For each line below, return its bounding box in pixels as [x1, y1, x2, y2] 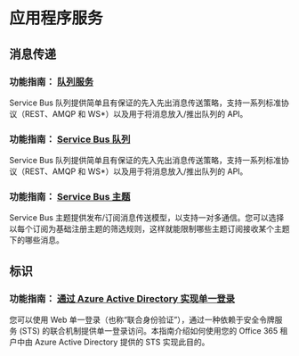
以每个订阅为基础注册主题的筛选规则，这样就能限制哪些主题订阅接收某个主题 [9, 224, 290, 235]
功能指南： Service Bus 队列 [9, 133, 131, 145]
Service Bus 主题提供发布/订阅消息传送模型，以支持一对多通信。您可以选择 [9, 212, 285, 223]
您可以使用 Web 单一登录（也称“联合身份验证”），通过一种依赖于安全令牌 [9, 314, 276, 326]
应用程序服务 [9, 8, 104, 29]
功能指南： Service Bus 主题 [9, 191, 131, 203]
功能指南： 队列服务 [9, 75, 94, 87]
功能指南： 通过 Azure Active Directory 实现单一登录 [9, 292, 236, 304]
